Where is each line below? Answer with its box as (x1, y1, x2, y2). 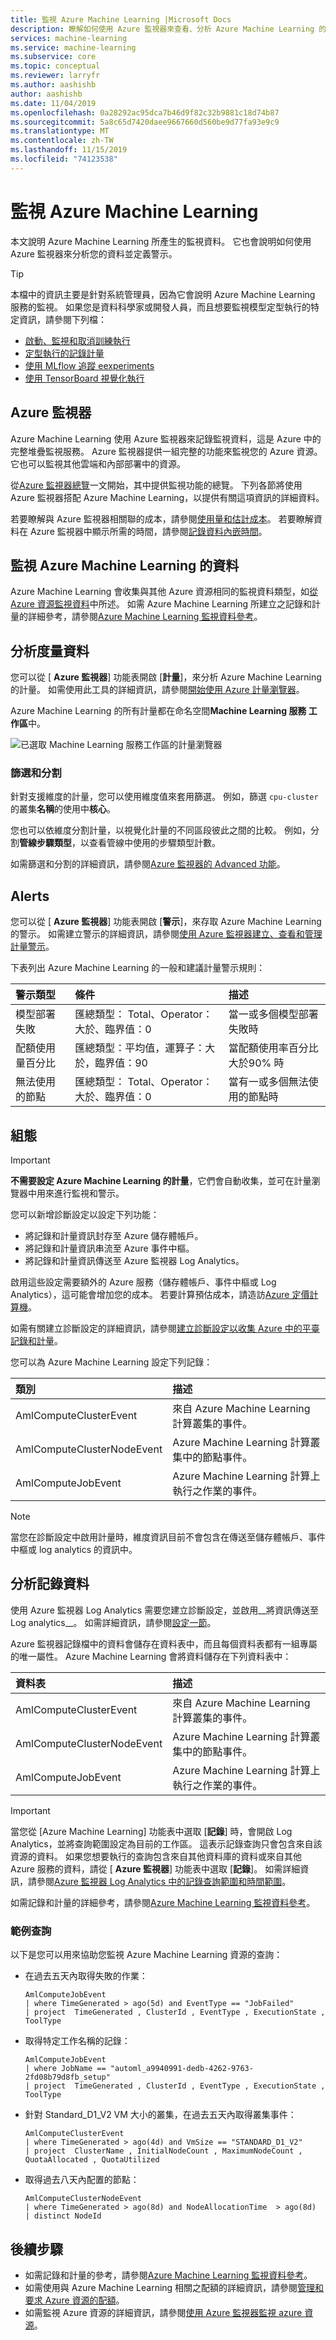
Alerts (10, 887, 50, 905)
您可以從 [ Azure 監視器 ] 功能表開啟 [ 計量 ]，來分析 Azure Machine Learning (10, 671, 322, 683)
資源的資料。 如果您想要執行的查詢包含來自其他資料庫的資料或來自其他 (10, 1850, 302, 1862)
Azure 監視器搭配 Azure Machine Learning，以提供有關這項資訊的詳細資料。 (10, 491, 325, 503)
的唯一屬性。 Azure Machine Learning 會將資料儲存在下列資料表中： (10, 1650, 292, 1662)
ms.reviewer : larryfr (10, 71, 101, 81)
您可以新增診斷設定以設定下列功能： (10, 1209, 160, 1221)
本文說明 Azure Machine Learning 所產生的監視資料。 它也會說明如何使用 (10, 235, 312, 247)
